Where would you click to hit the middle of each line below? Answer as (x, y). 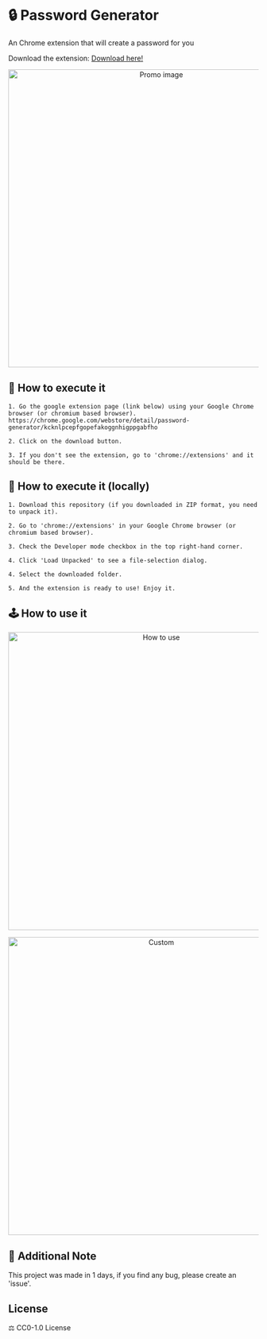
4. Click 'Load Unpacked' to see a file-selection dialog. (108, 560)
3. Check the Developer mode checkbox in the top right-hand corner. (126, 546)
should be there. (37, 462)
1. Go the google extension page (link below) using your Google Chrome (131, 406)
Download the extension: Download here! (76, 58)
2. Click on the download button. (66, 441)
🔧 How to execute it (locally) (79, 487)
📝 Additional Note (52, 1256)
